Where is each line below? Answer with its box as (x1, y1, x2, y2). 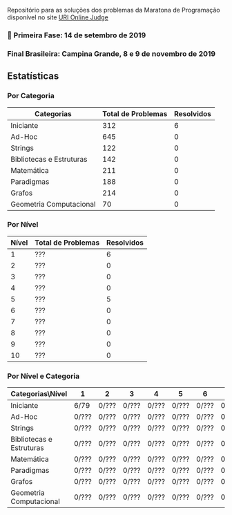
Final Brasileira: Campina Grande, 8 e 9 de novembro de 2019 (7, 48, 216, 58)
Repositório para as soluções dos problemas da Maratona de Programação (7, 6, 220, 14)
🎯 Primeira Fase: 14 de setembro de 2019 (7, 30, 146, 40)
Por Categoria (7, 91, 55, 101)
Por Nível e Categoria (7, 371, 80, 381)
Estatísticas (7, 71, 59, 82)
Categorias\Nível (10, 389, 68, 399)
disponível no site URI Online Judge (7, 13, 108, 21)
